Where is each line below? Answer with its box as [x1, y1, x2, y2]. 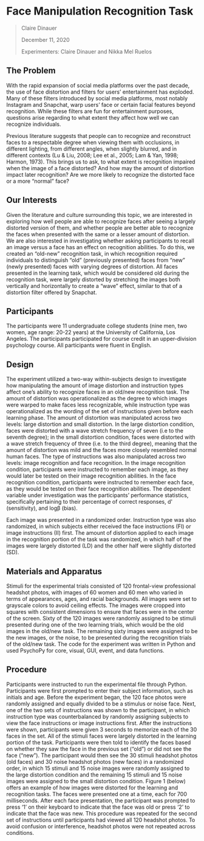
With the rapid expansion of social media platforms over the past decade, [6, 81, 190, 89]
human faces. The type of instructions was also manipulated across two [6, 453, 186, 460]
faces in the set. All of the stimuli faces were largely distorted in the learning [6, 732, 197, 740]
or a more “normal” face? [6, 177, 70, 185]
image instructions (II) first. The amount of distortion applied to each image [6, 529, 194, 537]
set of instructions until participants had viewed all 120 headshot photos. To [6, 816, 195, 823]
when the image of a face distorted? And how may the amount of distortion [6, 164, 194, 171]
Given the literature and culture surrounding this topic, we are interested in [6, 211, 192, 218]
